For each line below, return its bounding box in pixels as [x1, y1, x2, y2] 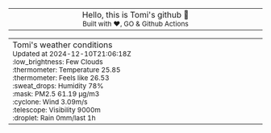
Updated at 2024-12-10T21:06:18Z [12, 50, 131, 58]
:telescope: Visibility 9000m [12, 106, 101, 115]
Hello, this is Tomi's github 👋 [81, 10, 190, 20]
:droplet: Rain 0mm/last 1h [12, 114, 96, 123]
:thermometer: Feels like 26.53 [12, 74, 110, 83]
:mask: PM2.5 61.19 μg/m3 [12, 90, 100, 99]
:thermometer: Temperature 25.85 [12, 66, 121, 75]
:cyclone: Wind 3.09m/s [12, 98, 88, 107]
